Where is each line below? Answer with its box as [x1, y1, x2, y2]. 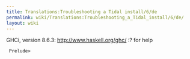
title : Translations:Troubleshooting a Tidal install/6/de [6, 8, 158, 15]
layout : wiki [6, 20, 39, 26]
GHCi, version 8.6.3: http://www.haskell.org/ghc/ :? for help [6, 37, 153, 44]
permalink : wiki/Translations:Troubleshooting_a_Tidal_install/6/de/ [6, 14, 185, 20]
